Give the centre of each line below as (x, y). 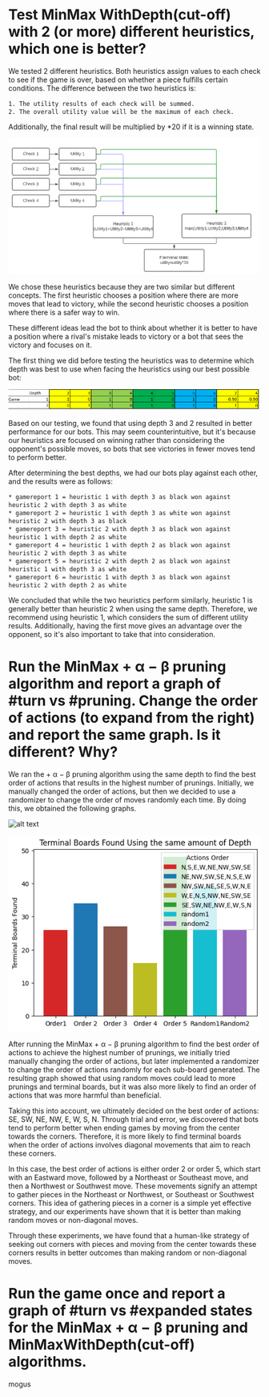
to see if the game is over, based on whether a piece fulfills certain (118, 79)
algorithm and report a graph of (115, 684)
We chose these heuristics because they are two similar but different (122, 286)
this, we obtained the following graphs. (72, 809)
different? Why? (63, 752)
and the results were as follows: (61, 481)
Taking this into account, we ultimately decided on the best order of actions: (134, 1111)
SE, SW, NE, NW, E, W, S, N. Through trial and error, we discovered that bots (133, 1119)
